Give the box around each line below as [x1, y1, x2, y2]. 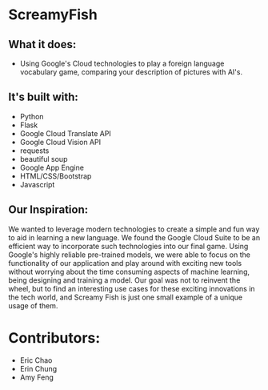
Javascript [19, 179, 55, 189]
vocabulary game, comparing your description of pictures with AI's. [19, 67, 242, 77]
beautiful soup [19, 154, 68, 163]
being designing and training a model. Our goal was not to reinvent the [8, 275, 241, 285]
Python [19, 111, 44, 121]
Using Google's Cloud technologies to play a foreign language [19, 58, 225, 68]
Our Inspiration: [8, 203, 89, 217]
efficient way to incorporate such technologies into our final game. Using [8, 241, 249, 251]
